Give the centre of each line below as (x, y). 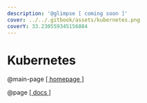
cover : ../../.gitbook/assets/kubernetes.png (73, 20)
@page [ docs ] (29, 93)
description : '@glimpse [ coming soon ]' (68, 13)
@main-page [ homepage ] (46, 79)
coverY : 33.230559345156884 (48, 26)
